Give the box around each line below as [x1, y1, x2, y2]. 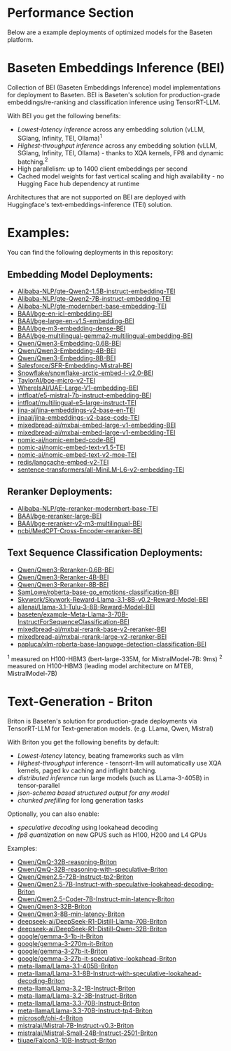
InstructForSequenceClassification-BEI [17, 617, 129, 626]
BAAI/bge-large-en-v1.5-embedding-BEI [17, 316, 134, 325]
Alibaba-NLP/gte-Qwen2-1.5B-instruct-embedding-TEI [17, 287, 176, 295]
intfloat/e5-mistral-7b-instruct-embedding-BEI [17, 390, 152, 400]
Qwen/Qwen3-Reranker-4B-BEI [17, 572, 109, 581]
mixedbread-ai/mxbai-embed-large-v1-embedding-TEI [17, 428, 176, 437]
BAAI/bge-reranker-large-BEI [17, 512, 102, 520]
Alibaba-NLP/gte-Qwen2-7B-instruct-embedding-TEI [17, 294, 171, 302]
